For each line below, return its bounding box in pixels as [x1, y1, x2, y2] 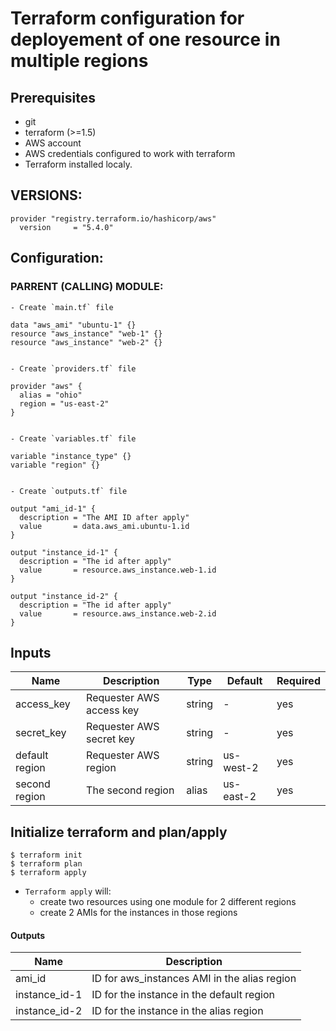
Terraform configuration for [10, 7, 245, 30]
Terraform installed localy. [24, 158, 133, 170]
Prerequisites [10, 89, 96, 106]
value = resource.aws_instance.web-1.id [19, 565, 217, 575]
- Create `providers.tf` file [10, 363, 137, 374]
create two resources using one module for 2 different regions [39, 896, 297, 908]
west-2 [223, 761, 259, 775]
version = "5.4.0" [19, 222, 114, 232]
